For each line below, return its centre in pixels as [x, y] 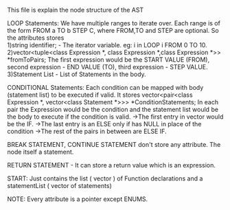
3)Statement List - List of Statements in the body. [77, 74]
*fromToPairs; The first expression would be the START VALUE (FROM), [108, 60]
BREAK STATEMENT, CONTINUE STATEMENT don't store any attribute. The [114, 144]
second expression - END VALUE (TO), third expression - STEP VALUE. [107, 67]
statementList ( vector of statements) [59, 186]
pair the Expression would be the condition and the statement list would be [113, 109]
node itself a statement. [41, 152]
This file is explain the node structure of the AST [76, 10]
